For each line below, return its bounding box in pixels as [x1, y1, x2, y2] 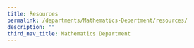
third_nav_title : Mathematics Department [7, 30, 131, 37]
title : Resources [7, 10, 59, 18]
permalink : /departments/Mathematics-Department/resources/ [7, 17, 188, 24]
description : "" [7, 23, 55, 30]
